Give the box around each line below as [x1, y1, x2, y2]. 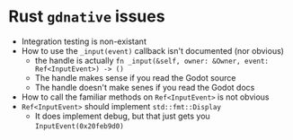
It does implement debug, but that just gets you [34, 110, 210, 121]
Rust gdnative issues [8, 6, 165, 27]
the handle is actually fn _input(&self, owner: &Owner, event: [34, 55, 270, 66]
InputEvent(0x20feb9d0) [34, 121, 125, 131]
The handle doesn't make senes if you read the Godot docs [34, 82, 255, 92]
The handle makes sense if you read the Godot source [34, 72, 236, 83]
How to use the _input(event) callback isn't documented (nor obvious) [21, 45, 285, 56]
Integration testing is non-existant [21, 36, 147, 47]
